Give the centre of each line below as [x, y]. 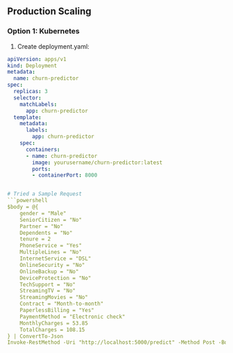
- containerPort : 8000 [65, 175]
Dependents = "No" [46, 233]
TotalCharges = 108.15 [52, 329]
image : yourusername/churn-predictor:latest [97, 163]
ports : [42, 169]
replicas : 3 [31, 92]
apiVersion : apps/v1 [37, 59]
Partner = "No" [42, 226]
